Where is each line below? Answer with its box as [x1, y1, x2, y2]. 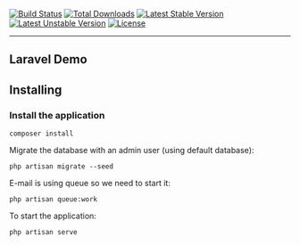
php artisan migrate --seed [9, 162, 114, 171]
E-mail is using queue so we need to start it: [9, 178, 171, 189]
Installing [9, 82, 62, 97]
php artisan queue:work [9, 195, 98, 204]
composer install [9, 129, 74, 138]
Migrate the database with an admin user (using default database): [9, 145, 254, 156]
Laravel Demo [9, 52, 87, 67]
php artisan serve [9, 228, 78, 237]
